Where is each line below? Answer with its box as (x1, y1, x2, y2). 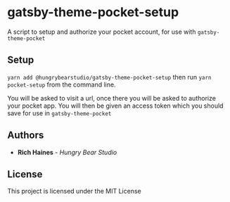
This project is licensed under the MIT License (7, 187, 142, 196)
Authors (7, 130, 44, 141)
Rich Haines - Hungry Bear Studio (17, 148, 117, 156)
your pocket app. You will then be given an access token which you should (7, 101, 224, 110)
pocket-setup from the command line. (7, 80, 116, 89)
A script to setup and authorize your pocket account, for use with (7, 27, 196, 36)
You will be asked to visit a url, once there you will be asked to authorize (7, 94, 217, 102)
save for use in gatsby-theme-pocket (7, 108, 112, 117)
